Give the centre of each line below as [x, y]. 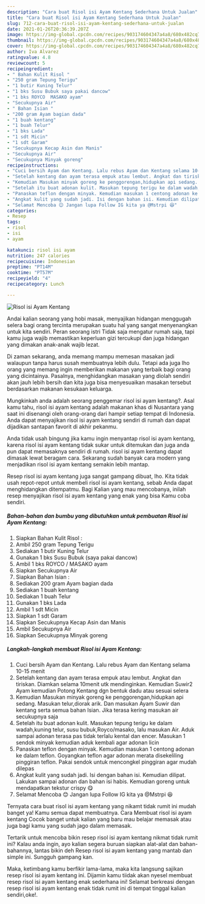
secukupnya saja [37, 716]
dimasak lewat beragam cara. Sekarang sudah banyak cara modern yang [99, 458]
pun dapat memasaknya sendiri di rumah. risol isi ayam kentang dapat [95, 451]
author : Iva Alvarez [33, 52]
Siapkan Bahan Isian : [43, 577]
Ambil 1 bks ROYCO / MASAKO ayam [62, 564]
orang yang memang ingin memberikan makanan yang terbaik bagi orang [99, 369]
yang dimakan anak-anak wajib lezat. [53, 344]
